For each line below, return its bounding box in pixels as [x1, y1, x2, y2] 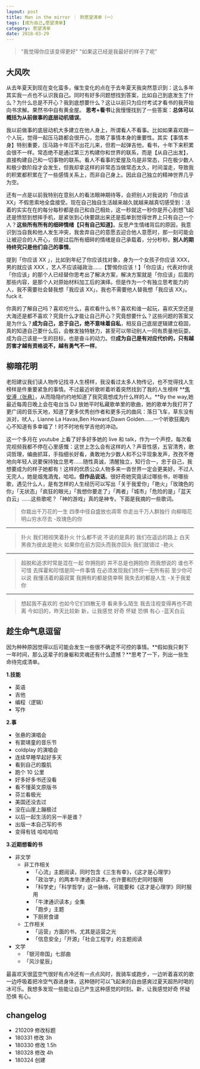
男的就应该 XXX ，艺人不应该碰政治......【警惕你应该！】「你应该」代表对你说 [6, 263, 193, 271]
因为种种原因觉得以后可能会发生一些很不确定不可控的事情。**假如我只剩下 [6, 643, 189, 650]
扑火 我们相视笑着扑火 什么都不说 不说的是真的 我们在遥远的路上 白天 [20, 533, 190, 540]
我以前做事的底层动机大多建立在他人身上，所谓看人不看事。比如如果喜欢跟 [6, 126, 189, 133]
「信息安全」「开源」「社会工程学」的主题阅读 [32, 935, 143, 942]
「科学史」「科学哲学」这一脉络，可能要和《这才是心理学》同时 [32, 883, 187, 890]
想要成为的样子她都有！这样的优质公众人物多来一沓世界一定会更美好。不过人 [6, 465, 194, 473]
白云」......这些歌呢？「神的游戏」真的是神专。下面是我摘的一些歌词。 [6, 495, 177, 502]
